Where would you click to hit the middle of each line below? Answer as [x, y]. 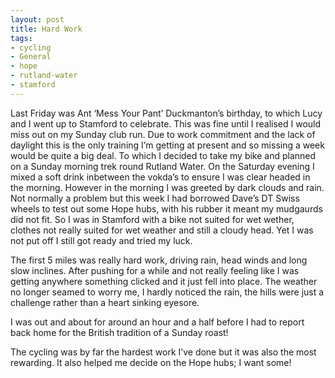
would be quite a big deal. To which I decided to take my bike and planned [163, 155]
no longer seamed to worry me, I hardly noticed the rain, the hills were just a [167, 292]
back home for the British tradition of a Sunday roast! [119, 332]
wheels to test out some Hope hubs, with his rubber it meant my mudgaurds [166, 208]
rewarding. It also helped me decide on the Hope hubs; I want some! [151, 362]
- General [31, 57]
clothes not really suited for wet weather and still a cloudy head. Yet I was [162, 230]
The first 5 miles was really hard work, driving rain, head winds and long [159, 260]
